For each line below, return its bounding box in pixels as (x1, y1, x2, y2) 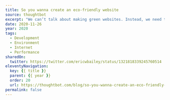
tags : (5, 31, 17, 36)
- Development (10, 36, 39, 41)
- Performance (10, 49, 39, 55)
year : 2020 (5, 26, 28, 31)
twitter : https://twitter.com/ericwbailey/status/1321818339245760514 (10, 59, 162, 64)
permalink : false (5, 87, 42, 92)
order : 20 (10, 78, 30, 83)
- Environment (10, 40, 39, 45)
